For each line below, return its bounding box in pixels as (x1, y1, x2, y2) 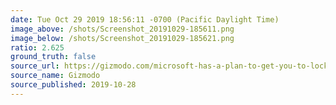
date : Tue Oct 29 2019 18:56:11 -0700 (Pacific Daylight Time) (10, 14, 280, 25)
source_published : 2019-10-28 (10, 80, 137, 90)
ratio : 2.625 (10, 42, 65, 53)
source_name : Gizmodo (10, 71, 101, 81)
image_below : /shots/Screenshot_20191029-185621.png (10, 33, 235, 43)
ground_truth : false (10, 52, 97, 62)
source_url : (10, 61, 60, 71)
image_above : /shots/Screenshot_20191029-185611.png (10, 24, 235, 34)
